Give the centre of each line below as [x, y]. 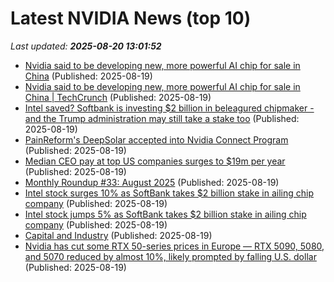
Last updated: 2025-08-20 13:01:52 [86, 46]
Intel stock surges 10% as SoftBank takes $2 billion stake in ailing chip [169, 193]
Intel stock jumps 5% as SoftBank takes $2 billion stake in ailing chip [165, 214]
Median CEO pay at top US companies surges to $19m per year [155, 161]
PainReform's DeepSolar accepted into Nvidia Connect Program [156, 139]
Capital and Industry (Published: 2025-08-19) [118, 235]
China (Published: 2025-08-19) [88, 76]
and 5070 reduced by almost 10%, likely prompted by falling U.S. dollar [170, 256]
